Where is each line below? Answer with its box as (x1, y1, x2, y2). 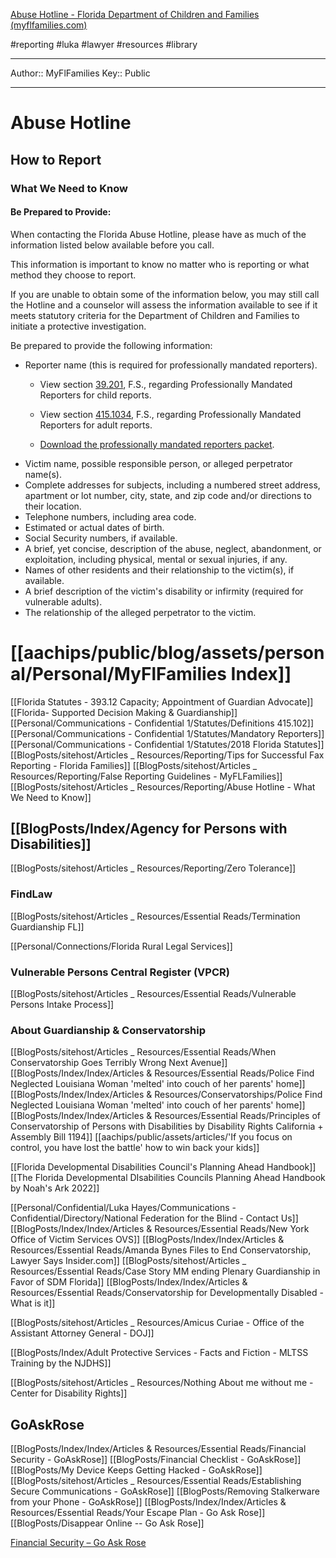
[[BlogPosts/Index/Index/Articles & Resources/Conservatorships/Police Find (10, 1089, 323, 1101)
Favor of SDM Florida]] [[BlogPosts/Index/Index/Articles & (10, 1276, 248, 1288)
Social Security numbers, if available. (24, 532, 178, 544)
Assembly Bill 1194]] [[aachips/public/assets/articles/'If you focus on (10, 1131, 293, 1143)
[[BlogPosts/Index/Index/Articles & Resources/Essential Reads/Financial (10, 1443, 307, 1455)
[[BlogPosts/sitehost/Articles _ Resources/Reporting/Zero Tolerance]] (10, 862, 297, 874)
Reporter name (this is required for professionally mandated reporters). (24, 359, 318, 371)
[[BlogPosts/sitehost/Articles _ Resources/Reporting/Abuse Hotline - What (10, 780, 316, 793)
